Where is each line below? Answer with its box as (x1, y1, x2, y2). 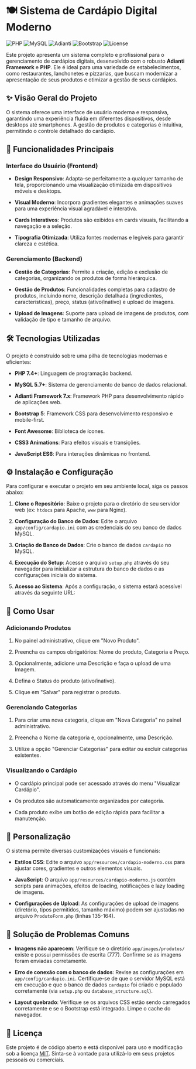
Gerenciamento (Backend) (6, 255, 83, 263)
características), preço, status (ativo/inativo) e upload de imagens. (14, 298, 175, 305)
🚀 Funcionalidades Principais (6, 144, 114, 155)
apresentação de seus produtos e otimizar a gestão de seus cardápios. (6, 76, 177, 83)
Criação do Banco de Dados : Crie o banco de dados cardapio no (14, 542, 171, 549)
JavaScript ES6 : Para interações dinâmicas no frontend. (14, 450, 151, 457)
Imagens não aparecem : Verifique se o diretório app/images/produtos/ (14, 945, 185, 952)
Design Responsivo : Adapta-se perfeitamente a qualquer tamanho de (14, 175, 184, 182)
